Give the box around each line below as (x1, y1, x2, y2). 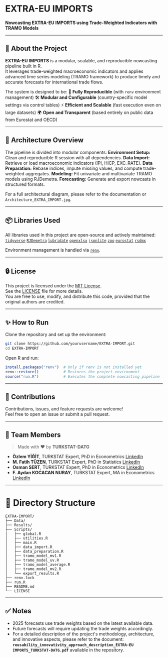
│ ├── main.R (5, 540, 37, 545)
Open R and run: (5, 355, 39, 361)
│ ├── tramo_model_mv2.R (5, 566, 61, 572)
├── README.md (5, 584, 35, 589)
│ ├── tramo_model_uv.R (5, 558, 59, 563)
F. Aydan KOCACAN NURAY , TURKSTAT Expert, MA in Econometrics (12, 470, 155, 475)
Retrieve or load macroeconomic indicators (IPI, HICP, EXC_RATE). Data (5, 160, 153, 166)
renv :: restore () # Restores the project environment (5, 369, 140, 374)
